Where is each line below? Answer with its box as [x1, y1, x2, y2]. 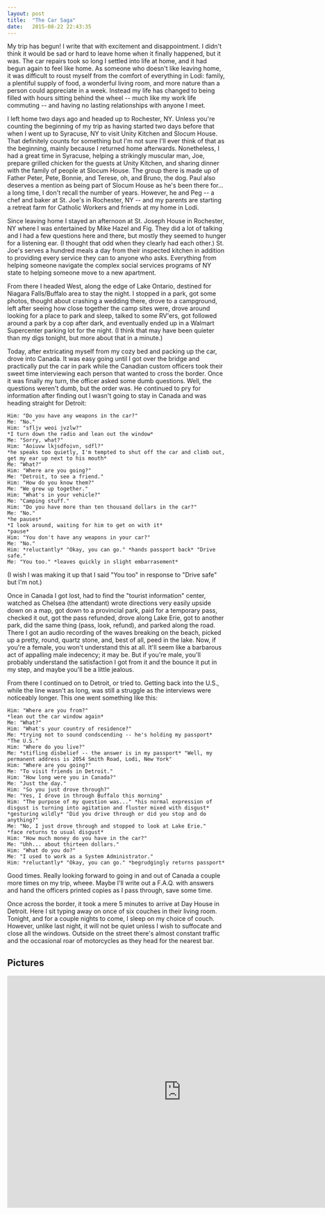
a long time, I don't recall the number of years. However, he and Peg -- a [7, 188, 215, 197]
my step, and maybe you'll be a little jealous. [7, 666, 134, 674]
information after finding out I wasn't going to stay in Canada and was [7, 392, 207, 400]
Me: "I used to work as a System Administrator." [7, 853, 154, 860]
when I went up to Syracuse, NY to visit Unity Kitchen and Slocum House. [7, 129, 218, 138]
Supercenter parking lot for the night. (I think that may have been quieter [7, 326, 215, 335]
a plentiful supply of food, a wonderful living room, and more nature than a [7, 79, 220, 88]
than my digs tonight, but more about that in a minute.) [7, 334, 163, 342]
